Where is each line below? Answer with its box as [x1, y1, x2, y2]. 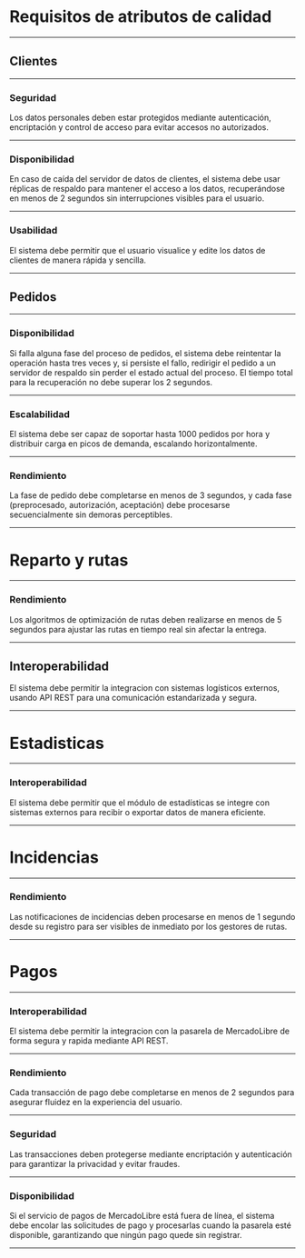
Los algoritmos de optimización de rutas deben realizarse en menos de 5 [9, 614, 282, 624]
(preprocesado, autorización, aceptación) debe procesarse [9, 500, 231, 511]
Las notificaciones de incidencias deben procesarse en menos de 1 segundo [9, 911, 296, 922]
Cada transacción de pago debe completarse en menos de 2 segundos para [9, 1087, 295, 1098]
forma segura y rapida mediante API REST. [9, 1035, 169, 1046]
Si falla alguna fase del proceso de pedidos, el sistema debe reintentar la [9, 347, 281, 358]
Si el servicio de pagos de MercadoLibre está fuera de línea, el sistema [9, 1210, 275, 1221]
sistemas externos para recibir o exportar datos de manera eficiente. [9, 806, 266, 817]
